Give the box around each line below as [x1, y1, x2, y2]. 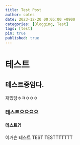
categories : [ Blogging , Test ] [5, 21, 69, 27]
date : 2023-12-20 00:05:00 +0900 [5, 17, 75, 22]
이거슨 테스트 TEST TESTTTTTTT [5, 134, 73, 140]
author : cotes [5, 12, 35, 17]
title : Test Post [5, 7, 42, 13]
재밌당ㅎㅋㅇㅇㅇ [5, 94, 38, 101]
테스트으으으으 [5, 109, 39, 116]
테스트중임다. [5, 80, 44, 89]
